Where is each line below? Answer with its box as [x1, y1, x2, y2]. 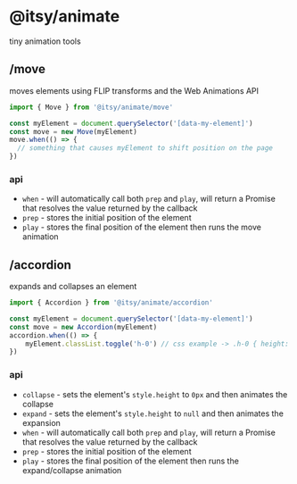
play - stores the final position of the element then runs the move [21, 221, 261, 233]
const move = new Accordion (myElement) [9, 322, 158, 331]
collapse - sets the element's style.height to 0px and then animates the [21, 388, 288, 399]
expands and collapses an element [9, 281, 137, 292]
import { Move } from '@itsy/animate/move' [9, 103, 174, 112]
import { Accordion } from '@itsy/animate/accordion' [9, 298, 214, 307]
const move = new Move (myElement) [9, 127, 138, 136]
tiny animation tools [9, 36, 82, 46]
